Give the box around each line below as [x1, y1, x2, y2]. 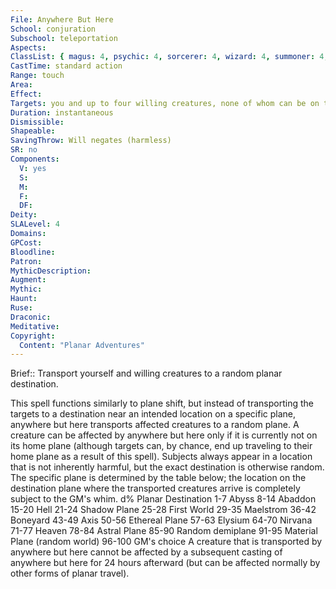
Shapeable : [10, 126, 56, 136]
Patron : [10, 256, 43, 266]
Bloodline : [10, 247, 56, 257]
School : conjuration [10, 24, 97, 34]
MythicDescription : [10, 266, 92, 276]
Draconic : [10, 312, 52, 322]
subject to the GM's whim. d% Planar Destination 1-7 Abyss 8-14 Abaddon [10, 493, 317, 505]
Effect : [10, 89, 43, 99]
